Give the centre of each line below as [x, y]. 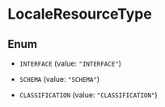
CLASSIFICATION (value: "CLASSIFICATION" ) [89, 95]
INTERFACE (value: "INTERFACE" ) [70, 63]
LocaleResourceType [80, 14]
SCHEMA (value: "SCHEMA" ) [59, 79]
